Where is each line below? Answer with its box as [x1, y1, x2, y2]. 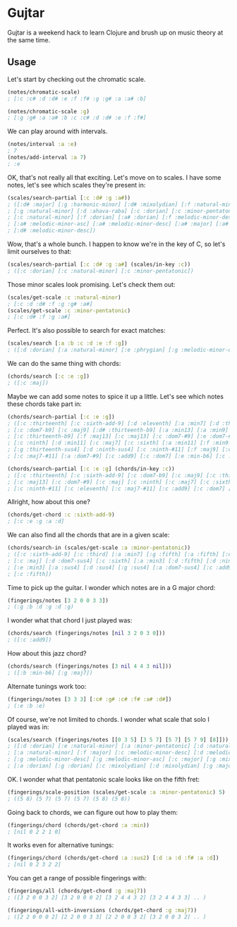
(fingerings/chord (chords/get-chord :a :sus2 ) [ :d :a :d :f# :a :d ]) [7, 854, 219, 861]
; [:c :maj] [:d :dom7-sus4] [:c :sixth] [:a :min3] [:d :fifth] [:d [7, 557, 217, 565]
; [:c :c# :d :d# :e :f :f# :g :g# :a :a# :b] [7, 95, 147, 102]
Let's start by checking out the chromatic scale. [7, 75, 146, 83]
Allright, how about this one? [7, 498, 90, 506]
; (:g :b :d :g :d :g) [7, 603, 74, 610]
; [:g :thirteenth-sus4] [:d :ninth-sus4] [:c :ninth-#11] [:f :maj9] [7, 446, 219, 453]
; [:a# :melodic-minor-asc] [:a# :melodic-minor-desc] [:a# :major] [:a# [7, 221, 229, 228]
